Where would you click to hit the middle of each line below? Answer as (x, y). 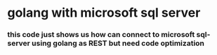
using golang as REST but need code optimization (118, 43)
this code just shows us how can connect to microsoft (101, 35)
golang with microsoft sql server (104, 13)
